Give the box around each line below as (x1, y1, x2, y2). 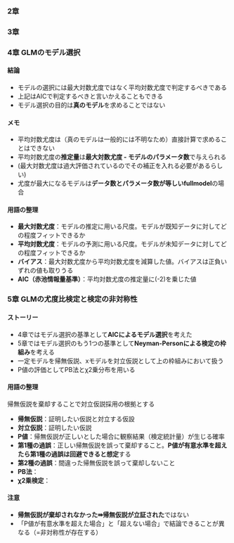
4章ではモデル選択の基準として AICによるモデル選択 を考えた (17, 330, 193, 338)
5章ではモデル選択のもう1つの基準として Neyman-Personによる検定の (17, 339, 221, 347)
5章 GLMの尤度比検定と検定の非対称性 (7, 294, 138, 304)
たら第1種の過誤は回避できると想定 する (17, 449, 131, 458)
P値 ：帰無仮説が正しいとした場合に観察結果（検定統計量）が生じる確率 (17, 432, 225, 440)
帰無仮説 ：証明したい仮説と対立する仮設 (17, 414, 135, 423)
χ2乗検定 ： (17, 476, 51, 485)
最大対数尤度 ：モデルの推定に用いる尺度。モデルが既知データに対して (17, 222, 221, 231)
